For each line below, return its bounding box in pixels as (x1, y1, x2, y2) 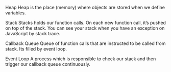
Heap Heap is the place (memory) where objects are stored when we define (5, 5, 165, 10)
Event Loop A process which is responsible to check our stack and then (5, 56, 156, 62)
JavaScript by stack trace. (5, 31, 60, 36)
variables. (5, 10, 26, 16)
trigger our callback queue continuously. (5, 61, 91, 67)
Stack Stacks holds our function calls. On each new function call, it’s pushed (5, 20, 166, 26)
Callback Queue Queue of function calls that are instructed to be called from (5, 40, 166, 46)
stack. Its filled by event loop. (5, 46, 67, 52)
